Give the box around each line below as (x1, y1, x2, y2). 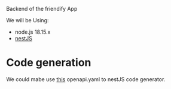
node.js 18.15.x (14, 28, 51, 35)
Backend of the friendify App (6, 5, 78, 12)
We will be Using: (6, 17, 49, 23)
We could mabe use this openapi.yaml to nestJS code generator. (6, 75, 166, 83)
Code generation (6, 56, 91, 70)
